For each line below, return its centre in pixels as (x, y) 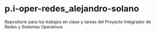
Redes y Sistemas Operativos (34, 26)
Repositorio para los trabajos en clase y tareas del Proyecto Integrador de (78, 22)
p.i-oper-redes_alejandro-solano (72, 9)
